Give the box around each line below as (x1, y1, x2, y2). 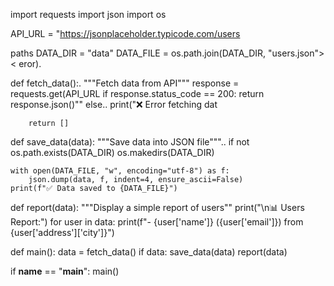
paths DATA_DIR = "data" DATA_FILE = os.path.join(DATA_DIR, (10, 47, 267, 59)
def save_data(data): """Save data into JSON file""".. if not (10, 136, 250, 148)
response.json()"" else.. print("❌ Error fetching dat (10, 99, 218, 110)
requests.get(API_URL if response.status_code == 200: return (10, 88, 265, 99)
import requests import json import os (10, 9, 167, 20)
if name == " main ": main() (10, 265, 120, 277)
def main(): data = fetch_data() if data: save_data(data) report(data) (10, 246, 288, 258)
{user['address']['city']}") (10, 227, 115, 238)
